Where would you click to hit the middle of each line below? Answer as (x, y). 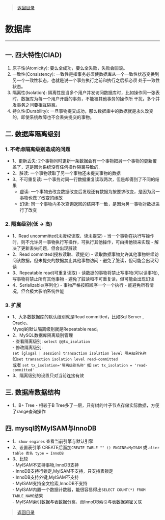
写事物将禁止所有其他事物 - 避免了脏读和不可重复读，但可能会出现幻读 (83, 279)
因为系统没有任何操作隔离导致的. (67, 167)
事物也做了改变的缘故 (41, 198)
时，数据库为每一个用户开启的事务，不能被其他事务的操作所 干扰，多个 (84, 98)
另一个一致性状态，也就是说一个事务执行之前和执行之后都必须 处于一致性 (86, 80)
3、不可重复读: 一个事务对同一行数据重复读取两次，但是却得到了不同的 (84, 180)
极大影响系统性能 (47, 291)
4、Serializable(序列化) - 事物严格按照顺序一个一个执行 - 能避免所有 (81, 285)
